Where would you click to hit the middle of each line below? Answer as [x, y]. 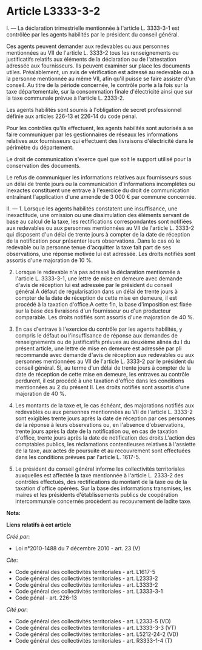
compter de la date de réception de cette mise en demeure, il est [96, 298]
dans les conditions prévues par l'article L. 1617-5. [78, 457]
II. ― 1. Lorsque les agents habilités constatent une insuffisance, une [92, 209]
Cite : [12, 560]
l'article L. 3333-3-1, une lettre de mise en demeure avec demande [99, 278]
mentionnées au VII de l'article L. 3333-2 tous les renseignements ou [93, 52]
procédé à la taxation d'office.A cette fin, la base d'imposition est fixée [103, 304]
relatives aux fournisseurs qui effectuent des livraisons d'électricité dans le [100, 140]
